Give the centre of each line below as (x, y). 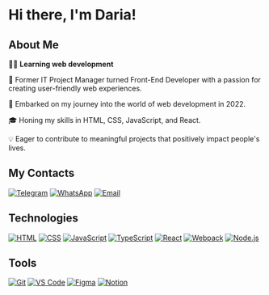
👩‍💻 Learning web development (61, 64)
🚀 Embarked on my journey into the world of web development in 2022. (127, 104)
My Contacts (42, 173)
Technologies (44, 219)
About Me (34, 45)
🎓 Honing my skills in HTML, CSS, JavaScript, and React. (105, 120)
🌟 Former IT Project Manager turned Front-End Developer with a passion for (134, 80)
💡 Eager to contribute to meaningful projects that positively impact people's (134, 139)
